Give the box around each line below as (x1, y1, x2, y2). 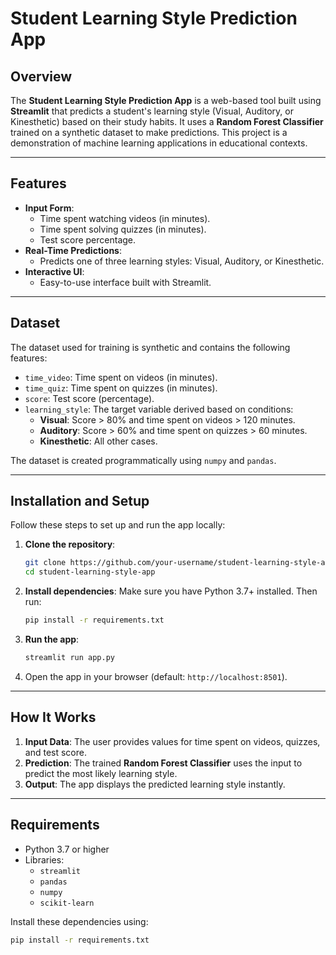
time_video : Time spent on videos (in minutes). (24, 371, 218, 383)
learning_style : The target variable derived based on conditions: (24, 403, 294, 415)
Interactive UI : (24, 265, 85, 277)
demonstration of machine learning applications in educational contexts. (10, 137, 308, 149)
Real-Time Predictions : (24, 244, 123, 256)
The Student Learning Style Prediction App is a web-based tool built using (10, 95, 322, 106)
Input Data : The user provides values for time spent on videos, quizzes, (24, 735, 321, 747)
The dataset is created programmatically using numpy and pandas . (10, 454, 277, 466)
